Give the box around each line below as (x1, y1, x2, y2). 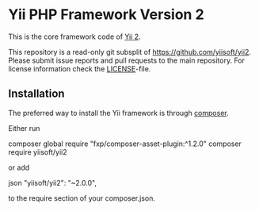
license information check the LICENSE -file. (8, 63, 151, 73)
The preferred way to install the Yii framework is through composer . (8, 108, 229, 117)
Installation (8, 87, 65, 101)
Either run (8, 123, 40, 132)
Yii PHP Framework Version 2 (8, 6, 204, 24)
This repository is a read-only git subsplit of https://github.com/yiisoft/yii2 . (8, 47, 252, 56)
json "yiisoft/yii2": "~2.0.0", (8, 178, 97, 187)
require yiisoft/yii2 (8, 147, 67, 156)
